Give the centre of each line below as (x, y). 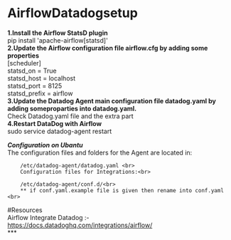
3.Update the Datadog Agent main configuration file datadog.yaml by (112, 100)
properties (23, 56)
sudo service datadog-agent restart (60, 131)
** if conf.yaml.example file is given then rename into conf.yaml (122, 190)
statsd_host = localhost (42, 78)
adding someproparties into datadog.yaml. (72, 108)
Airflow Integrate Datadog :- (49, 217)
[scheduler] (24, 63)
